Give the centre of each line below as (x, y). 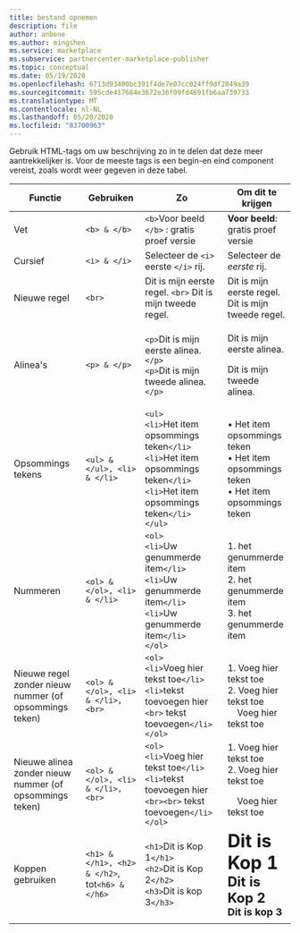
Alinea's (30, 365)
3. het (239, 613)
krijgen (257, 204)
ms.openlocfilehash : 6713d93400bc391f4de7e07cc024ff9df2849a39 (129, 84)
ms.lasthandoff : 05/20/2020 (62, 117)
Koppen (30, 869)
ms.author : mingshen (48, 42)
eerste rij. (247, 267)
